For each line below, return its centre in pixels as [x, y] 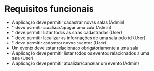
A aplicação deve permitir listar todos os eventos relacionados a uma [80, 53]
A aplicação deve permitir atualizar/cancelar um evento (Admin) [75, 63]
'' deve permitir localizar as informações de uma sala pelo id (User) [78, 38]
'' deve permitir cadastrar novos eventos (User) [59, 43]
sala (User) [23, 58]
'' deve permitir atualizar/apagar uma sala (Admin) [62, 27]
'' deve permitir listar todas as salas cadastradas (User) [67, 32]
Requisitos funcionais [49, 9]
